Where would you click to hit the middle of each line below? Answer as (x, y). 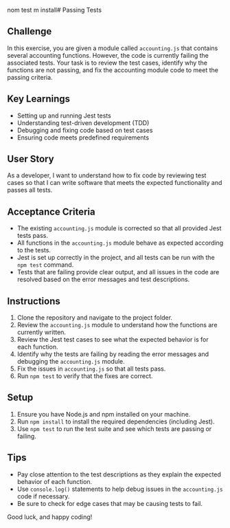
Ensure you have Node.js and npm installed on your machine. (104, 414)
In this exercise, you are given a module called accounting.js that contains (113, 48)
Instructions (34, 301)
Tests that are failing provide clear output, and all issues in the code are (118, 272)
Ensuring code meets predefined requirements (83, 137)
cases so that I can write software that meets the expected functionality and (115, 183)
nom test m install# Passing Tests (54, 10)
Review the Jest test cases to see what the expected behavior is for (113, 340)
